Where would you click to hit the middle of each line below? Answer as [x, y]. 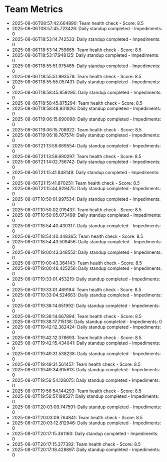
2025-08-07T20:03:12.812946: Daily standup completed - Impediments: [86, 423]
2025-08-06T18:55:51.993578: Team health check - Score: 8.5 [77, 76]
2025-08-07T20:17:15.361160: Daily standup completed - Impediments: [85, 433]
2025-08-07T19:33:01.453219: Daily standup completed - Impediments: [86, 279]
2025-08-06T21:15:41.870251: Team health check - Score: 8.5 [76, 183]
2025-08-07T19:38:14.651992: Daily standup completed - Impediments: [86, 305]
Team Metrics [34, 9]
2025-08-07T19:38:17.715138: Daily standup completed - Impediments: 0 [87, 322]
